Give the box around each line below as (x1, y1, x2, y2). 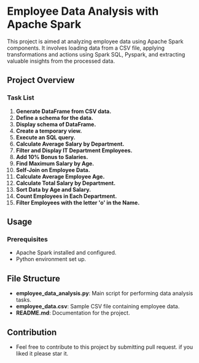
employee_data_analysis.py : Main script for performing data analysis (15, 290, 193, 297)
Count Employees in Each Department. (15, 192, 117, 200)
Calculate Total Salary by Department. (15, 179, 116, 187)
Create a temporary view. (15, 127, 82, 135)
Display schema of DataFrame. (15, 120, 96, 128)
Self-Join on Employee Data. (15, 166, 91, 173)
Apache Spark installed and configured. (15, 249, 117, 256)
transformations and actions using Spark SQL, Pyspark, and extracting (7, 50, 185, 58)
